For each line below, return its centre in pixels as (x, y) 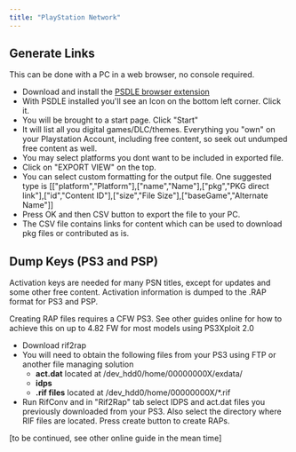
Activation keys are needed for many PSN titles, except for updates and (140, 283)
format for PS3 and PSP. (54, 302)
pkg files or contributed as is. (76, 234)
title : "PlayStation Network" (65, 17)
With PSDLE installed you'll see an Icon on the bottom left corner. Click (152, 101)
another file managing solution (78, 364)
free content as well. (60, 148)
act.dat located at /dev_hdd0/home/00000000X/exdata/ (139, 374)
